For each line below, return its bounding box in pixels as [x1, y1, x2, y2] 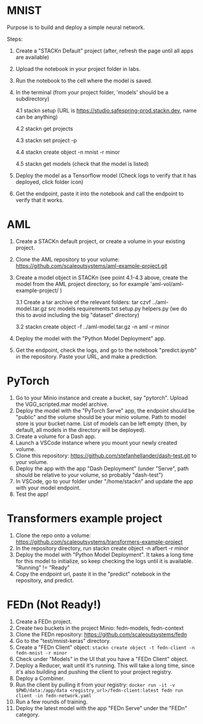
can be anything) [15, 113, 58, 120]
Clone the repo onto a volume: [15, 532, 91, 539]
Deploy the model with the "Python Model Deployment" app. [15, 334, 166, 342]
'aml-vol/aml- [150, 280, 184, 287]
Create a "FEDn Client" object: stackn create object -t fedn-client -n [15, 644, 195, 651]
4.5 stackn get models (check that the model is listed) [15, 160, 149, 167]
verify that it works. [15, 196, 64, 203]
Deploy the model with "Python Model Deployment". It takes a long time [15, 551, 193, 558]
